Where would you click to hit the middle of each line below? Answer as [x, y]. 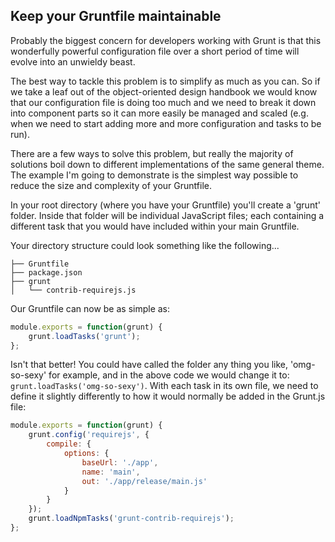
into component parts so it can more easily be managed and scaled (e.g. [159, 113]
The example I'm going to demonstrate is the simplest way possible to [154, 175]
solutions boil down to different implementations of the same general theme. [167, 164]
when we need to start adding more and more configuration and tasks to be [166, 123]
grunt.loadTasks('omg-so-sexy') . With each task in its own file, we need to [164, 386]
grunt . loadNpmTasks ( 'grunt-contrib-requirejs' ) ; [131, 519]
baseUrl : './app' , [120, 462]
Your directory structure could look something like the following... [145, 245]
